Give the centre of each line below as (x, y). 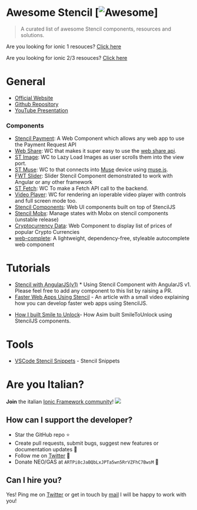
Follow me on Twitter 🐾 (42, 455)
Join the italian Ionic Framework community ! (60, 401)
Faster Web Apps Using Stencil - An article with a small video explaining (102, 297)
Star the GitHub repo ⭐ (42, 434)
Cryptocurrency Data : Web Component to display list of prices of (93, 226)
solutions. (32, 35)
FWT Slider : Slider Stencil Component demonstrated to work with (94, 176)
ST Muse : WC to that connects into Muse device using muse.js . (91, 170)
